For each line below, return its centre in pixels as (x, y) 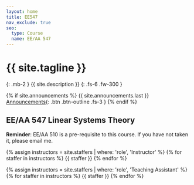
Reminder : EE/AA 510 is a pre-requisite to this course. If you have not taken (97, 134)
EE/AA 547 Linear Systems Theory (71, 120)
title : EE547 (22, 17)
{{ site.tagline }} (46, 68)
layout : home (22, 11)
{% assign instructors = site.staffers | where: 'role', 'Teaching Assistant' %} (97, 169)
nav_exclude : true (28, 22)
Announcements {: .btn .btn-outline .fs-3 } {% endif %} (72, 102)
